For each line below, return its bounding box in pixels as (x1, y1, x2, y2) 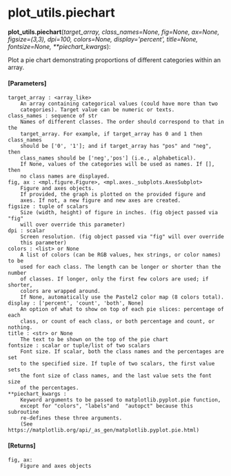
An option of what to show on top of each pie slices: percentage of (20, 306, 225, 313)
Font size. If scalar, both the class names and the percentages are (20, 348, 225, 355)
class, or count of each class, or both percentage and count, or (20, 318, 215, 325)
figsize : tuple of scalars (8, 203, 89, 210)
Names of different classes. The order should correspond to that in (20, 119, 225, 126)
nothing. (8, 324, 33, 331)
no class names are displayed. (20, 173, 110, 180)
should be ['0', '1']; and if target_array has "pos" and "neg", (20, 143, 212, 150)
